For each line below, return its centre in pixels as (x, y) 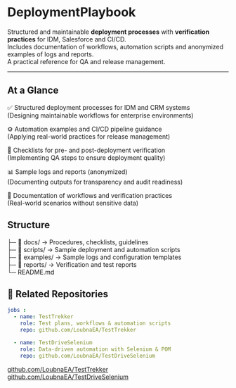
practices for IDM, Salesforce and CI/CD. (67, 39)
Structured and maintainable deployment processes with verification (109, 32)
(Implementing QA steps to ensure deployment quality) (86, 157)
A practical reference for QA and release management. (86, 61)
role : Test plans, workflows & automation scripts (96, 324)
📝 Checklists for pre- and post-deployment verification (86, 150)
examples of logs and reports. (51, 54)
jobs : (17, 311)
